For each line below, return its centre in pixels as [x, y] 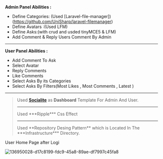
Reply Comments [29, 71]
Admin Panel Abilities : [28, 7]
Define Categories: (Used [37, 16]
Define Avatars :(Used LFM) [40, 27]
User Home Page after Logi [32, 142]
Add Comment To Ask [34, 60]
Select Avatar [25, 65]
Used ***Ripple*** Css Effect [47, 114]
